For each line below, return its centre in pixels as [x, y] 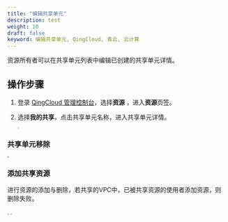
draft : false [26, 33]
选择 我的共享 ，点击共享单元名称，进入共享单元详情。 [94, 117]
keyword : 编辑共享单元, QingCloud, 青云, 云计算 [73, 40]
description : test [34, 20]
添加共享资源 [29, 173]
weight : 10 [23, 26]
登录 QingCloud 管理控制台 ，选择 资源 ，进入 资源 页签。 [96, 102]
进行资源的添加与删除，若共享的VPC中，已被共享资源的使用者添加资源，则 [114, 190]
